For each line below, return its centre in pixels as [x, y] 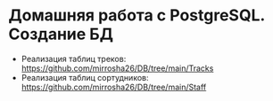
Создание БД [61, 34]
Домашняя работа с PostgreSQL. [136, 16]
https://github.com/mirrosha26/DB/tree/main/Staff [114, 87]
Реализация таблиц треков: [74, 58]
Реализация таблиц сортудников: [85, 77]
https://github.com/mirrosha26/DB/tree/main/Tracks [117, 68]
